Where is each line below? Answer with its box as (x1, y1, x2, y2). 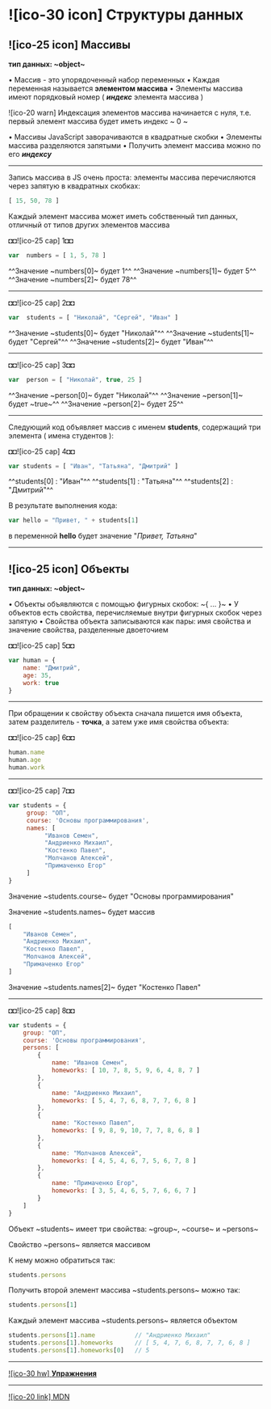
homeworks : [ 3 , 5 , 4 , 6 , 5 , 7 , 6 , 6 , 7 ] (51, 1187, 197, 1195)
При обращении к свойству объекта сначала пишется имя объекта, (8, 709, 243, 718)
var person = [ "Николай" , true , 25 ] (8, 375, 143, 383)
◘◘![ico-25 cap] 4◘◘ (8, 446, 75, 456)
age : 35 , (23, 671, 52, 679)
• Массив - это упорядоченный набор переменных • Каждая (8, 75, 220, 84)
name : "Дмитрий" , (23, 663, 81, 672)
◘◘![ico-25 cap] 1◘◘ (8, 235, 74, 245)
